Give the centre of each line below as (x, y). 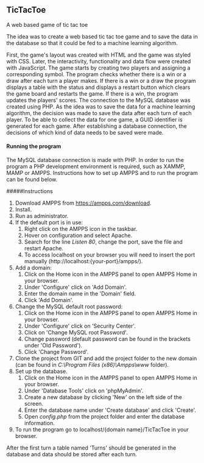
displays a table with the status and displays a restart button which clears (98, 87)
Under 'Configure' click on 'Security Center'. (80, 326)
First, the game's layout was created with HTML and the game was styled (98, 55)
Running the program (34, 146)
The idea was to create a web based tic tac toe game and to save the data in (102, 37)
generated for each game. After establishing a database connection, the (97, 126)
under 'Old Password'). (53, 345)
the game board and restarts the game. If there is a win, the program (92, 93)
